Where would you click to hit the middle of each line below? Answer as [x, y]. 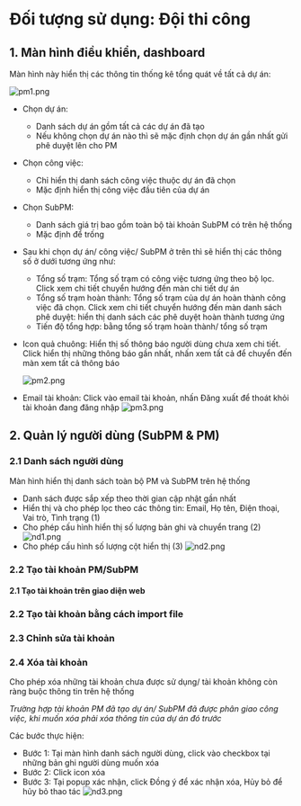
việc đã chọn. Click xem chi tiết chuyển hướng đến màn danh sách [159, 307]
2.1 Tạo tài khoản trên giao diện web [77, 591]
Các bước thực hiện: [47, 736]
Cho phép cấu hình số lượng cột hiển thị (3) [102, 546]
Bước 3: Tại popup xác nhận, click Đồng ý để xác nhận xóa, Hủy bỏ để [152, 782]
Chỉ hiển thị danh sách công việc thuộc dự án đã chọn [136, 180]
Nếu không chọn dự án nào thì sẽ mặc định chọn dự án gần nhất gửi [162, 136]
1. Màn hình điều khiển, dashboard [107, 53]
